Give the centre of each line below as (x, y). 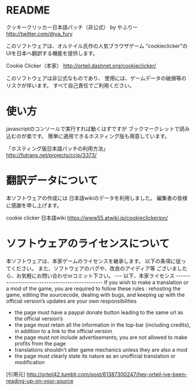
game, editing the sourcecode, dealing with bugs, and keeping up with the (96, 294)
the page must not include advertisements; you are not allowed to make (101, 337)
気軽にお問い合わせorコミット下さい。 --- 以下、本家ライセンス (98, 276)
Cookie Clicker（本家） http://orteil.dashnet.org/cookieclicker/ (81, 66)
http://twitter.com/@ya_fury (39, 33)
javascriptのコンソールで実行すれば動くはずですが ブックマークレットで (93, 128)
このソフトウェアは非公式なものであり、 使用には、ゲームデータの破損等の (96, 78)
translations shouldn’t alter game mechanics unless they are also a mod (101, 350)
